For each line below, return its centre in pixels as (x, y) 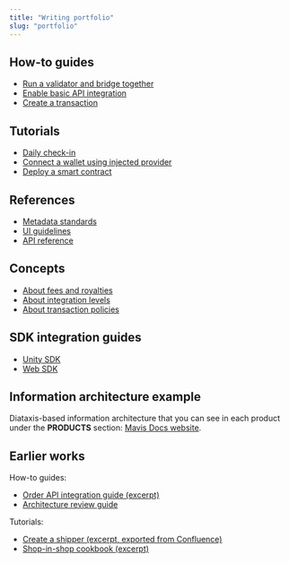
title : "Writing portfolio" (62, 17)
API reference (48, 240)
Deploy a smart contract (67, 172)
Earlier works (47, 456)
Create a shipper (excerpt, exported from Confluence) (122, 540)
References (42, 199)
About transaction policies (70, 309)
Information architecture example (105, 397)
